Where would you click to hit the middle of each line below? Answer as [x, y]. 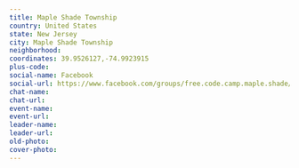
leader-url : [31, 133]
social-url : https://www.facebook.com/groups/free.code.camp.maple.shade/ [151, 84]
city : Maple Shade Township [61, 42]
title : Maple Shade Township [63, 17]
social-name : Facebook [51, 76]
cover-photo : [33, 149]
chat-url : [28, 100]
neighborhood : [36, 51]
